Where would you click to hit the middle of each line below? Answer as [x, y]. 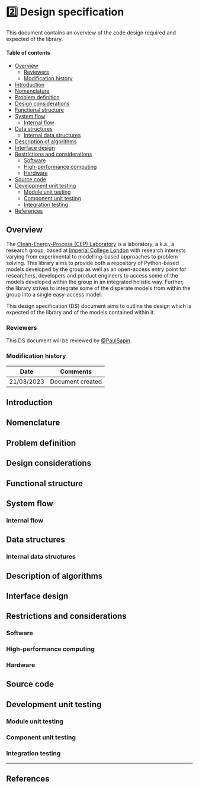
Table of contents [28, 52]
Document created [76, 382]
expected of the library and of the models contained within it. [81, 312]
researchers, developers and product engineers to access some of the [92, 275]
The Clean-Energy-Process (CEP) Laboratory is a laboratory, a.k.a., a [90, 244]
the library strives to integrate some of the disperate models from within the [98, 288]
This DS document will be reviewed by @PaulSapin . [69, 341]
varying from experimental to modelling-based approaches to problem [92, 256]
